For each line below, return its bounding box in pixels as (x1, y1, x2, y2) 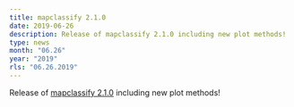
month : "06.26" (9, 46, 66, 55)
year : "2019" (9, 54, 58, 63)
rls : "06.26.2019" (9, 63, 78, 72)
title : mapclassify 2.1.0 (9, 12, 106, 22)
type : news (9, 37, 50, 47)
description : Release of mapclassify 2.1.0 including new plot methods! (9, 29, 287, 38)
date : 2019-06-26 (9, 21, 74, 30)
